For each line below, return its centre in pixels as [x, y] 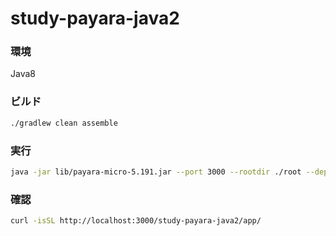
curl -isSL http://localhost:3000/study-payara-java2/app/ [136, 221]
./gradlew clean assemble [64, 123]
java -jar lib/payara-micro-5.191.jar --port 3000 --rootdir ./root [156, 172]
